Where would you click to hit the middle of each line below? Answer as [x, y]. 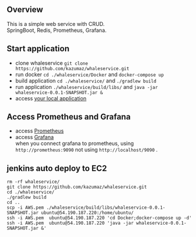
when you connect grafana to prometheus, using [75, 143]
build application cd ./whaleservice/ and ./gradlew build [86, 80]
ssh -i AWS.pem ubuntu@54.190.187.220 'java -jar [70, 223]
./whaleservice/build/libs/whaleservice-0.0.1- [106, 208]
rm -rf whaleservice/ [33, 182]
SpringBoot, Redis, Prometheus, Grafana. [57, 30]
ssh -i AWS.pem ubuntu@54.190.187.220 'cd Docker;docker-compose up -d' [99, 218]
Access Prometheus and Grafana [69, 117]
